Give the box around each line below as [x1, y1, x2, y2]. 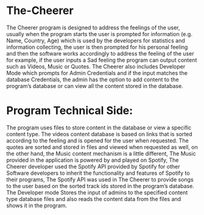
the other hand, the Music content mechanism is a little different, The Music [6, 150, 196, 157]
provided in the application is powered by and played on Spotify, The [6, 156, 179, 164]
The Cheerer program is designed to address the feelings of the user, [6, 24, 180, 31]
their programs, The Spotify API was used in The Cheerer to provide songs [6, 175, 194, 183]
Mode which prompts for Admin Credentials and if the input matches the [6, 69, 188, 76]
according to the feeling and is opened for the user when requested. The [6, 137, 189, 144]
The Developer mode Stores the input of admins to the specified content [6, 189, 188, 196]
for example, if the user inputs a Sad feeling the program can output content [6, 56, 197, 64]
